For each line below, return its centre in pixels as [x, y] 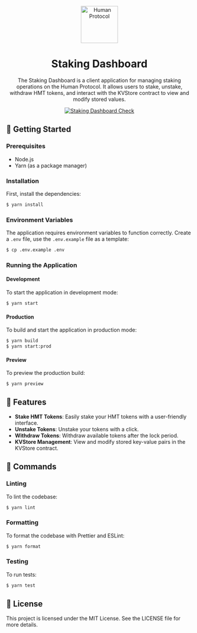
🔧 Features [26, 403]
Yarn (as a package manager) [51, 166]
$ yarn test [21, 585]
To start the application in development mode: [62, 292]
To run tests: [21, 574]
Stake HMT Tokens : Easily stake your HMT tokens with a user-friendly [101, 416]
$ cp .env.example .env [35, 250]
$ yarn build [22, 341]
